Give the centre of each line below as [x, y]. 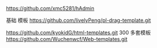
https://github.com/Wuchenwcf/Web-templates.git [67, 39]
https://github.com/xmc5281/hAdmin [50, 8]
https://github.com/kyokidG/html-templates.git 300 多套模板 [78, 32]
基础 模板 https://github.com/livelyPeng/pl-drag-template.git [78, 20]
